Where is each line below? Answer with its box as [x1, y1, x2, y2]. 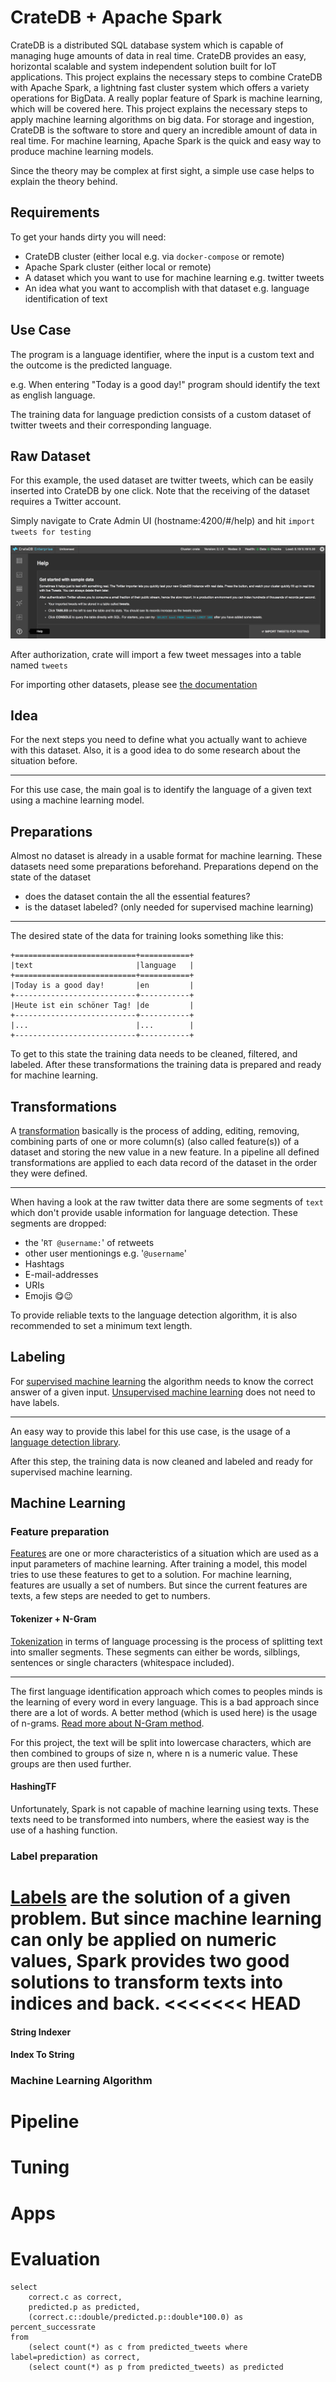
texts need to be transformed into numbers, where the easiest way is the [10, 1813, 310, 1825]
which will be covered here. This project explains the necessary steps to [10, 102, 308, 115]
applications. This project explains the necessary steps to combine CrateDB [10, 71, 323, 83]
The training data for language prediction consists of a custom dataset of [10, 408, 312, 420]
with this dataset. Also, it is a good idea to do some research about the [10, 744, 301, 756]
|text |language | [10, 961, 195, 971]
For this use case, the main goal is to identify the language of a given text [10, 784, 312, 796]
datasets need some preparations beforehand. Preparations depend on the [10, 861, 319, 873]
